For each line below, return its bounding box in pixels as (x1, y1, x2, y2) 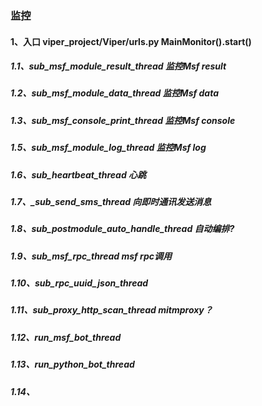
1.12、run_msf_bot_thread (10, 331, 122, 343)
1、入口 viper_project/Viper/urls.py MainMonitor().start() (10, 35, 252, 47)
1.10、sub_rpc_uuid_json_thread (10, 277, 149, 289)
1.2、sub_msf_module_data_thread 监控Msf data (10, 87, 220, 99)
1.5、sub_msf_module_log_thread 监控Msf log (10, 142, 207, 154)
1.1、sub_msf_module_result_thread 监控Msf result (10, 60, 227, 72)
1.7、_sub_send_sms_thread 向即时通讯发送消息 (10, 195, 212, 207)
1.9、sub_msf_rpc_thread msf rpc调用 (10, 250, 172, 262)
